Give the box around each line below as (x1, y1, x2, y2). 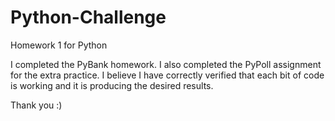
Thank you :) (10, 99, 63, 111)
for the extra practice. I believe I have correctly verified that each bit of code (10, 69, 325, 81)
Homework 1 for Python (10, 39, 108, 51)
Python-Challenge (10, 6, 167, 29)
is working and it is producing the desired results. (10, 79, 214, 91)
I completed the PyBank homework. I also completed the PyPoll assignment (10, 58, 322, 70)
